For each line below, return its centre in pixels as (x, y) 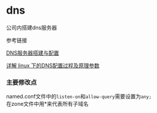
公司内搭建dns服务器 (32, 27)
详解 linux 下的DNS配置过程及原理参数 (53, 65)
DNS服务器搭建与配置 (33, 53)
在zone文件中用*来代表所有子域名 (48, 104)
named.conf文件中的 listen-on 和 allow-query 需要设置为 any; (79, 96)
